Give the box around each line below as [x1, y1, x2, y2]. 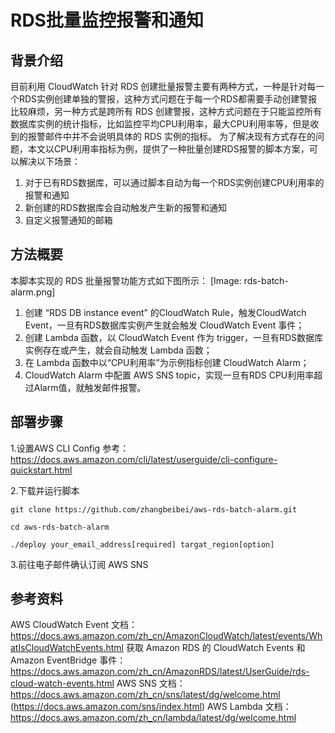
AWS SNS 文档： [116, 677, 186, 690]
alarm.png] [10, 286, 56, 298]
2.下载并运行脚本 [10, 484, 80, 496]
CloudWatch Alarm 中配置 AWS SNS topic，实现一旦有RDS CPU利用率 [24, 369, 315, 381]
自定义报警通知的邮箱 [24, 214, 113, 226]
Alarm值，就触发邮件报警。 [33, 381, 147, 393]
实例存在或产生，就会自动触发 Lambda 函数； [24, 344, 213, 356]
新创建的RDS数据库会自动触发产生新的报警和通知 [24, 202, 227, 213]
